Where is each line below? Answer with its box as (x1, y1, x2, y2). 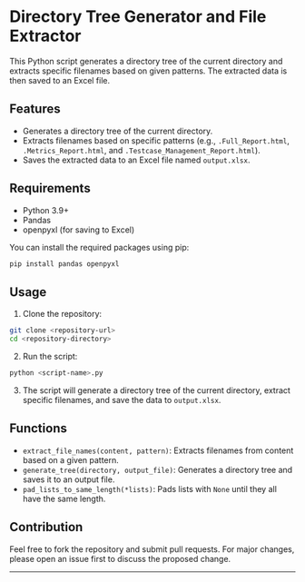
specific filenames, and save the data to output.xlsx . (22, 394, 221, 405)
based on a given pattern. (22, 454, 120, 465)
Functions (9, 420, 68, 437)
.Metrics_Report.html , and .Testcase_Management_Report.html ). (22, 144, 261, 155)
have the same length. (22, 493, 106, 504)
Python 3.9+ (22, 204, 70, 215)
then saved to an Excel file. (9, 74, 111, 85)
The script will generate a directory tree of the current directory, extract (22, 384, 290, 396)
